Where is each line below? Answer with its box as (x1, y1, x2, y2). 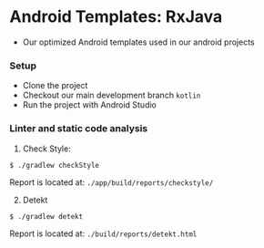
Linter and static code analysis (9, 122, 148, 135)
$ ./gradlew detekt (9, 212, 84, 221)
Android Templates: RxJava (9, 6, 223, 27)
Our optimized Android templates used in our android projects (22, 36, 255, 47)
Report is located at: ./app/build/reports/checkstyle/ (9, 176, 214, 188)
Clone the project (22, 80, 88, 91)
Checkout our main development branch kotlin (22, 89, 201, 101)
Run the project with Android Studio (22, 99, 157, 110)
